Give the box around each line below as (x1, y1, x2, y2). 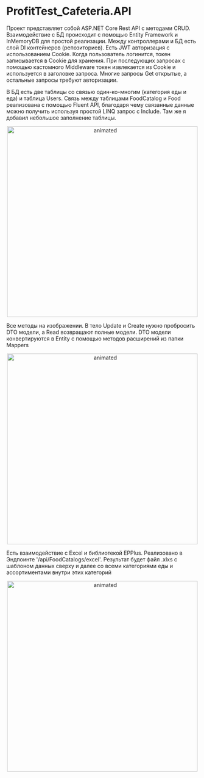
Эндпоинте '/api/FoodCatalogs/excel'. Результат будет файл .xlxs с (6, 555, 178, 563)
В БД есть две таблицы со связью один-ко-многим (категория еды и (6, 88, 187, 95)
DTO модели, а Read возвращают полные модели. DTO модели (6, 328, 172, 336)
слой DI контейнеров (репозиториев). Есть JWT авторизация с (6, 44, 170, 51)
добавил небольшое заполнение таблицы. (6, 114, 117, 121)
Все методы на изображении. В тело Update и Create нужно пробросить (6, 322, 195, 329)
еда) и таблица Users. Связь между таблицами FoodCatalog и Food (6, 95, 181, 102)
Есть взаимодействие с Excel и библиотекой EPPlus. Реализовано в (6, 549, 183, 556)
